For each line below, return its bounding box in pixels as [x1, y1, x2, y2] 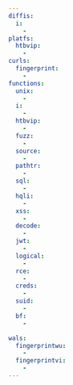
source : [15, 147, 42, 155]
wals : [8, 334, 26, 342]
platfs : [8, 34, 34, 43]
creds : [15, 282, 38, 291]
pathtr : [15, 162, 42, 170]
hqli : [15, 191, 34, 200]
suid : [15, 297, 34, 305]
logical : [15, 252, 45, 260]
